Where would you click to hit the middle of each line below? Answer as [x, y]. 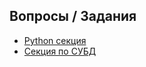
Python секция [55, 40]
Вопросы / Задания [73, 16]
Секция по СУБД [60, 51]
